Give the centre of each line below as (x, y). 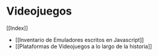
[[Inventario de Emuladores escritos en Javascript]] (79, 40)
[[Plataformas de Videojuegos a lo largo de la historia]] (84, 46)
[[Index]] (17, 28)
